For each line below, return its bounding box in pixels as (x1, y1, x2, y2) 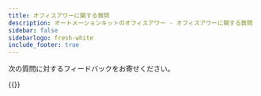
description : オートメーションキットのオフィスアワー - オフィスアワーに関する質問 (8, 19, 253, 27)
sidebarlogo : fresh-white (8, 33, 93, 42)
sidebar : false (8, 26, 59, 34)
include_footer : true (8, 41, 80, 49)
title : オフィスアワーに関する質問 (8, 11, 110, 20)
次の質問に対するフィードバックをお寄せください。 (8, 64, 175, 74)
